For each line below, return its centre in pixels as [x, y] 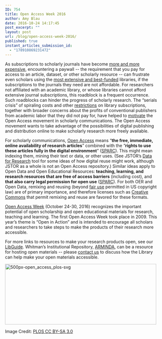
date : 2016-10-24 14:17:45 [32, 23]
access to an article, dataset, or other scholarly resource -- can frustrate [77, 74]
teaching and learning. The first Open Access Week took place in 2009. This [81, 217]
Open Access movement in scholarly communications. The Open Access [78, 121]
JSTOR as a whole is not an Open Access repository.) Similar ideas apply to [80, 166]
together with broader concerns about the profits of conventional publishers [81, 110]
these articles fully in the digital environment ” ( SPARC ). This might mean [79, 150]
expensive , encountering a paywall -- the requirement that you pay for [75, 69]
